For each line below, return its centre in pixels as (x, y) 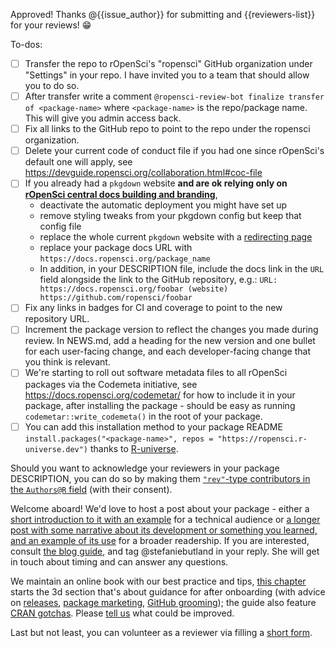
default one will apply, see (78, 162)
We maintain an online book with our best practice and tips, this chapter (158, 581)
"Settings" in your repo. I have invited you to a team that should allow (167, 75)
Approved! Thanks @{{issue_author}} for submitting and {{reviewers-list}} (163, 14)
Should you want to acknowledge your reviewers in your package (145, 468)
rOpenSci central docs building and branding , (121, 195)
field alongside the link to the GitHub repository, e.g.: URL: (158, 280)
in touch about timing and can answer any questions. (119, 561)
